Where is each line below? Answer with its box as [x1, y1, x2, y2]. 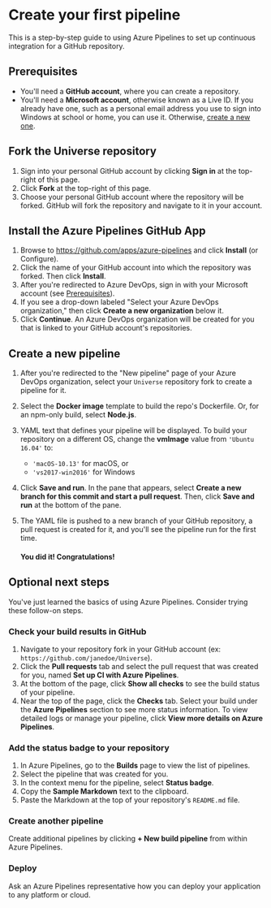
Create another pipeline [8, 815, 104, 827]
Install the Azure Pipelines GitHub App [8, 223, 206, 237]
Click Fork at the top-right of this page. [19, 183, 152, 192]
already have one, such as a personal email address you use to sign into [19, 103, 261, 113]
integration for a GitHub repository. [8, 41, 125, 50]
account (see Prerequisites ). [19, 288, 115, 298]
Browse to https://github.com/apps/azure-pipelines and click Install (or [19, 245, 259, 255]
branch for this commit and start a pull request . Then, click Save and [19, 491, 256, 501]
